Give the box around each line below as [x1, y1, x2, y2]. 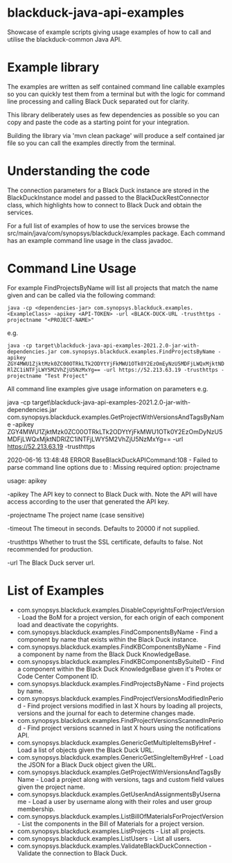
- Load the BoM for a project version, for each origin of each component [17, 613, 224, 622]
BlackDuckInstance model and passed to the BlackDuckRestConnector [7, 193, 210, 202]
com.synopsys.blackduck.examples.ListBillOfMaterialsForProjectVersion [17, 812, 224, 820]
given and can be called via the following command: [7, 291, 156, 299]
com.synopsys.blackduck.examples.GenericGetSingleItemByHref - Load [17, 753, 224, 761]
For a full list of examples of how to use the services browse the [7, 221, 190, 230]
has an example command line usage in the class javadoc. [7, 236, 173, 244]
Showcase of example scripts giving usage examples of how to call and [7, 28, 211, 36]
